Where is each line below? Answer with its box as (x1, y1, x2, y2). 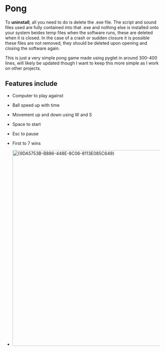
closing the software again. (5, 45, 60, 51)
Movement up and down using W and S (12, 112, 92, 117)
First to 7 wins (12, 140, 41, 146)
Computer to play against (12, 92, 64, 98)
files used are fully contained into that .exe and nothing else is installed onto (5, 24, 159, 30)
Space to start (12, 121, 41, 127)
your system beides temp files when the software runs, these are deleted (5, 29, 153, 35)
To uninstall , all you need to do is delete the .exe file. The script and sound (5, 19, 157, 25)
